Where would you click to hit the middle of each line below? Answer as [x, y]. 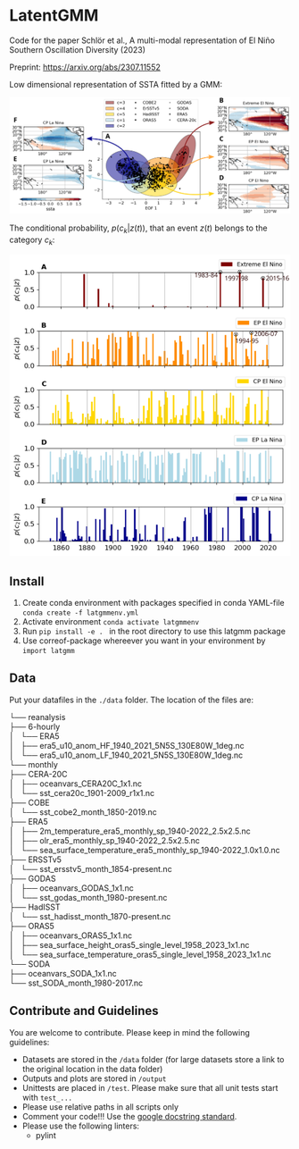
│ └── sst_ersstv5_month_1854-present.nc [91, 868]
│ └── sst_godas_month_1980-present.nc [88, 897]
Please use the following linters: [81, 1126]
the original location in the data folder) [92, 1069]
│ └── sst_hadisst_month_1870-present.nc [90, 916]
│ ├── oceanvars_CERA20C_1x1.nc [76, 784]
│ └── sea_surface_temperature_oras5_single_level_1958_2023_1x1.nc [141, 954]
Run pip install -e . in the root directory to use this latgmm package [154, 631]
